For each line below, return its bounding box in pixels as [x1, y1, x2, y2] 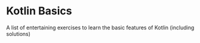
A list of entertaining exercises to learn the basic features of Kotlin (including [6, 24, 195, 31]
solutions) [6, 30, 31, 37]
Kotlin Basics [6, 4, 72, 18]
